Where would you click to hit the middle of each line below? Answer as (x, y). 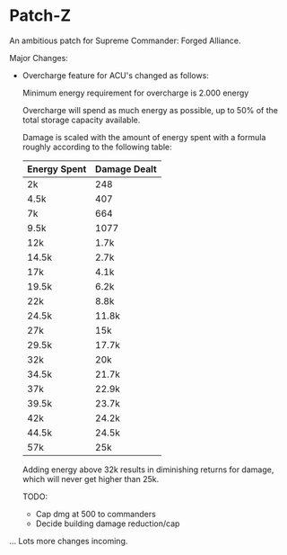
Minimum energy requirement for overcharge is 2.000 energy (135, 93)
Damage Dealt (126, 169)
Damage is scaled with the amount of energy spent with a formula (144, 137)
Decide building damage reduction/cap (108, 524)
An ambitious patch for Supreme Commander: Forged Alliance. (125, 40)
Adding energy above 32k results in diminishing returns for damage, (148, 470)
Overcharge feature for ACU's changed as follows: (115, 75)
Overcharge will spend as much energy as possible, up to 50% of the (150, 110)
